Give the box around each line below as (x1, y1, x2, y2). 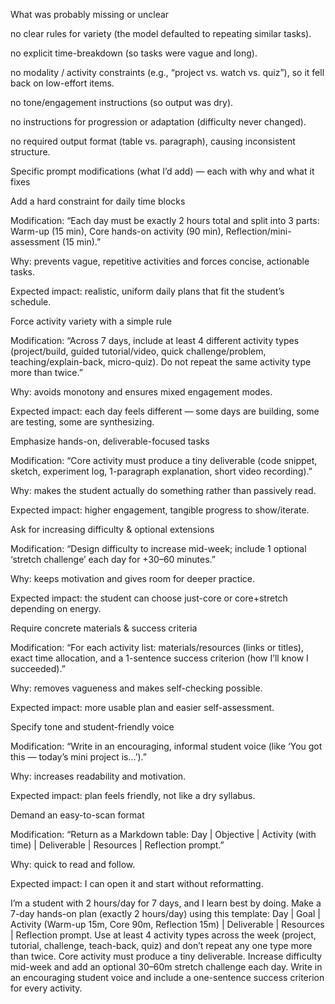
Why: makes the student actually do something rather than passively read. (10, 485, 317, 496)
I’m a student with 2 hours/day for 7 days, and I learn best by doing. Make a (10, 897, 322, 909)
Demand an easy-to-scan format (10, 809, 145, 821)
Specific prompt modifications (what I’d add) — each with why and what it (10, 165, 315, 177)
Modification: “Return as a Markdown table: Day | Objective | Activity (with (10, 829, 317, 840)
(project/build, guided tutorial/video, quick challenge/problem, (10, 345, 267, 357)
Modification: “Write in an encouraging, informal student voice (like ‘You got (10, 740, 323, 752)
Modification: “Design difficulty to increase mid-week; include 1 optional (10, 543, 307, 554)
